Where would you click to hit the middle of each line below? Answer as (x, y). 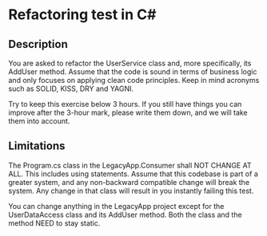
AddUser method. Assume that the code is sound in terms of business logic (133, 72)
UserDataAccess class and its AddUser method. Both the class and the (125, 214)
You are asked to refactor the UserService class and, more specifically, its (130, 63)
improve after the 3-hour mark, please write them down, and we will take (128, 112)
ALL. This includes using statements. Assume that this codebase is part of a (133, 174)
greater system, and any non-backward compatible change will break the (129, 182)
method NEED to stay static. (54, 223)
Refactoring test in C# (82, 15)
